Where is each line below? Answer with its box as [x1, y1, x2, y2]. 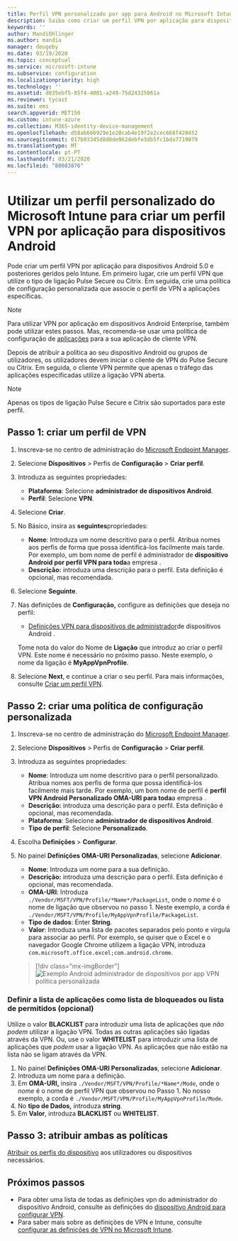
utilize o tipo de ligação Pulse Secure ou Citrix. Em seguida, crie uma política [7, 276, 231, 285]
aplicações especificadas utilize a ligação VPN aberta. [7, 371, 166, 379]
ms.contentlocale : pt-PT [7, 149, 81, 156]
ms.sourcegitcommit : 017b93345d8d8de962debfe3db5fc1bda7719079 [7, 136, 198, 143]
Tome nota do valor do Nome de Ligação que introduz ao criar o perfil [17, 643, 223, 652]
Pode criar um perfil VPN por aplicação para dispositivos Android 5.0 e [7, 261, 214, 270]
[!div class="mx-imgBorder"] [35, 962, 120, 971]
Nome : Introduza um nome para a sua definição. [28, 865, 170, 874]
